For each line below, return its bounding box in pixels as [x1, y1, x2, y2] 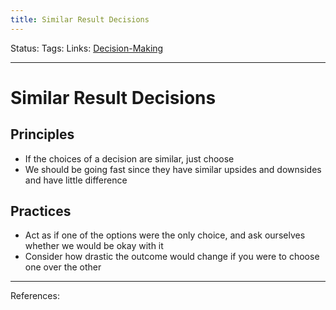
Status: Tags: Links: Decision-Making [10, 42, 164, 54]
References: [10, 290, 60, 302]
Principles [10, 126, 75, 143]
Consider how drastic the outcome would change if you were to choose [24, 251, 320, 263]
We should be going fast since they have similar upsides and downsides [24, 163, 322, 175]
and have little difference [24, 174, 128, 186]
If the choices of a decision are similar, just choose [24, 152, 235, 165]
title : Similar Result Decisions [10, 14, 150, 25]
